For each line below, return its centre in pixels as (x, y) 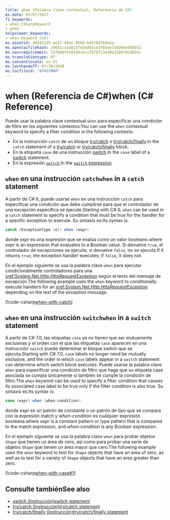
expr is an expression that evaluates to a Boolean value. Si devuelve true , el (84, 245)
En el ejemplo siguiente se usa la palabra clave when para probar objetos (80, 437)
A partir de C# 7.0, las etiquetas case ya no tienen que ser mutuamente (79, 338)
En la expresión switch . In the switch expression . (62, 163)
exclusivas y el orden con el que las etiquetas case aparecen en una (76, 343)
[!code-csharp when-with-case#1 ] (40, 473)
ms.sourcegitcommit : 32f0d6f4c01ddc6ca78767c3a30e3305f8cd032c (73, 52)
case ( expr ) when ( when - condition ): (44, 401)
